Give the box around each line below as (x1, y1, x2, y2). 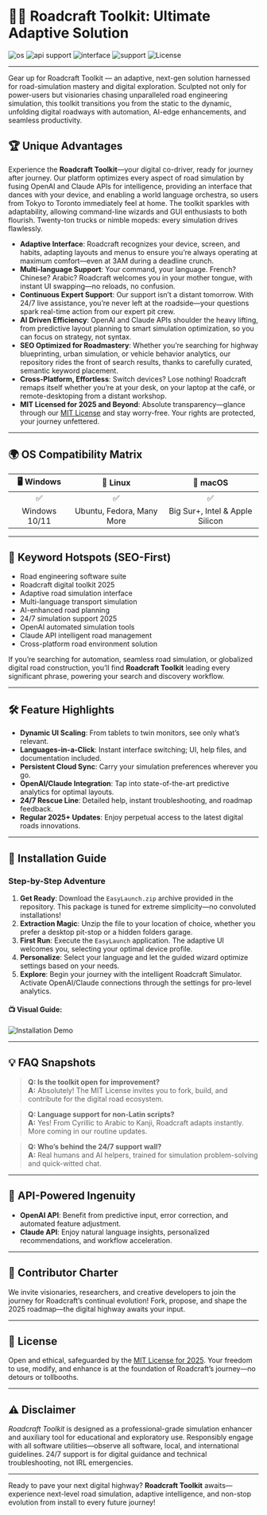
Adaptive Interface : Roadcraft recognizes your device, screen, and (19, 238, 241, 249)
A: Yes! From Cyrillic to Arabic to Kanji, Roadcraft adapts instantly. (27, 1118, 244, 1127)
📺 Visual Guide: (8, 1005, 63, 1014)
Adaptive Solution (8, 24, 130, 42)
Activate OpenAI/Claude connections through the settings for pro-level (19, 978, 252, 987)
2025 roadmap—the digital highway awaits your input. (8, 1304, 185, 1314)
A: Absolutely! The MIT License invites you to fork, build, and (27, 1085, 228, 1095)
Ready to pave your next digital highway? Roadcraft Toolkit (8, 1481, 203, 1490)
